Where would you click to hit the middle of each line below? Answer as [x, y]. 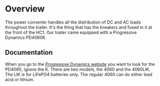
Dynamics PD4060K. [26, 37]
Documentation [29, 53]
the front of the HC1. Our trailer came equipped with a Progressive [71, 32]
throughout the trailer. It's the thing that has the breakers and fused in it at [79, 27]
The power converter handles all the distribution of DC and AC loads [73, 22]
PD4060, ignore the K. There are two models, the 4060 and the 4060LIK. [78, 69]
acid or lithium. [20, 79]
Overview [25, 9]
